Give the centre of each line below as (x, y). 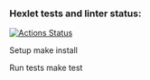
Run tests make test (46, 68)
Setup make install (44, 50)
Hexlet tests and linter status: (75, 13)
